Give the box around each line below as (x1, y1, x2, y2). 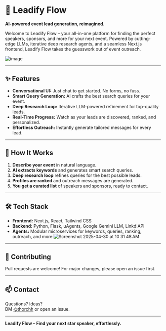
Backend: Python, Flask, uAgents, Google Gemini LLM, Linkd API (12, 223, 145, 229)
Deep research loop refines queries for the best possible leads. (12, 172, 142, 178)
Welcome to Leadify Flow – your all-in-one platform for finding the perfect (5, 30, 156, 36)
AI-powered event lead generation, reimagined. (5, 21, 105, 27)
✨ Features (5, 75, 40, 83)
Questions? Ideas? (5, 301, 43, 307)
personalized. (12, 119, 41, 125)
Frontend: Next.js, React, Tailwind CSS (12, 218, 92, 224)
